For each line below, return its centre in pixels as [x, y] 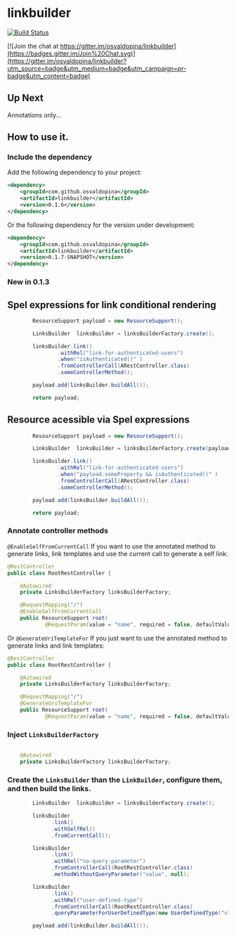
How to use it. [38, 137]
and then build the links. [49, 788]
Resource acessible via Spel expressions [98, 420]
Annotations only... [34, 115]
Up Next [25, 98]
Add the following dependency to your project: [75, 172]
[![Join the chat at [33, 46]
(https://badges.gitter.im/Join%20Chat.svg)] [71, 53]
